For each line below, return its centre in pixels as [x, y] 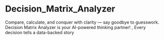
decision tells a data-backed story [40, 32]
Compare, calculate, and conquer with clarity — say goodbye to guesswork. [82, 22]
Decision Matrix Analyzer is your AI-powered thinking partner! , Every [76, 27]
